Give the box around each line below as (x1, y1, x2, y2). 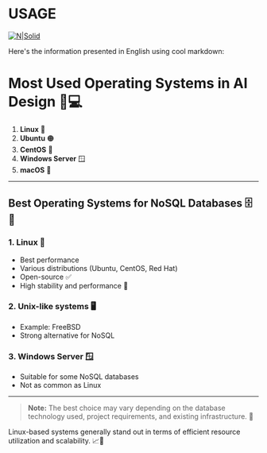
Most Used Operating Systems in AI (8, 75, 248, 92)
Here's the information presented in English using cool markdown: (8, 46, 225, 56)
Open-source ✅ (19, 272, 72, 281)
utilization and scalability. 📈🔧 (8, 436, 105, 446)
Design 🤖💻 (8, 93, 83, 111)
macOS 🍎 (19, 165, 52, 175)
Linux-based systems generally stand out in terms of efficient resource (8, 427, 241, 437)
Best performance (19, 255, 79, 265)
